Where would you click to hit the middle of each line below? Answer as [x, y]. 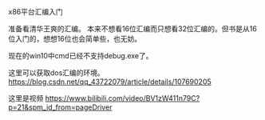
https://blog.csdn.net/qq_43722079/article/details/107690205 [110, 82]
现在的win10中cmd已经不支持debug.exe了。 [81, 56]
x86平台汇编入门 [36, 12]
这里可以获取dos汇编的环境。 [57, 73]
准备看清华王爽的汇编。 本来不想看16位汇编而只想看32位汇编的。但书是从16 [132, 29]
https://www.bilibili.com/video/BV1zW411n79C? [123, 98]
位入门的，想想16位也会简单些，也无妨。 [75, 39]
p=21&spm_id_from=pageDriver [60, 107]
